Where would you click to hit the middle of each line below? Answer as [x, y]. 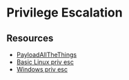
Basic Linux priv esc [45, 62]
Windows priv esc [42, 69]
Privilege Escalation [64, 13]
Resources [30, 38]
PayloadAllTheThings [47, 54]
